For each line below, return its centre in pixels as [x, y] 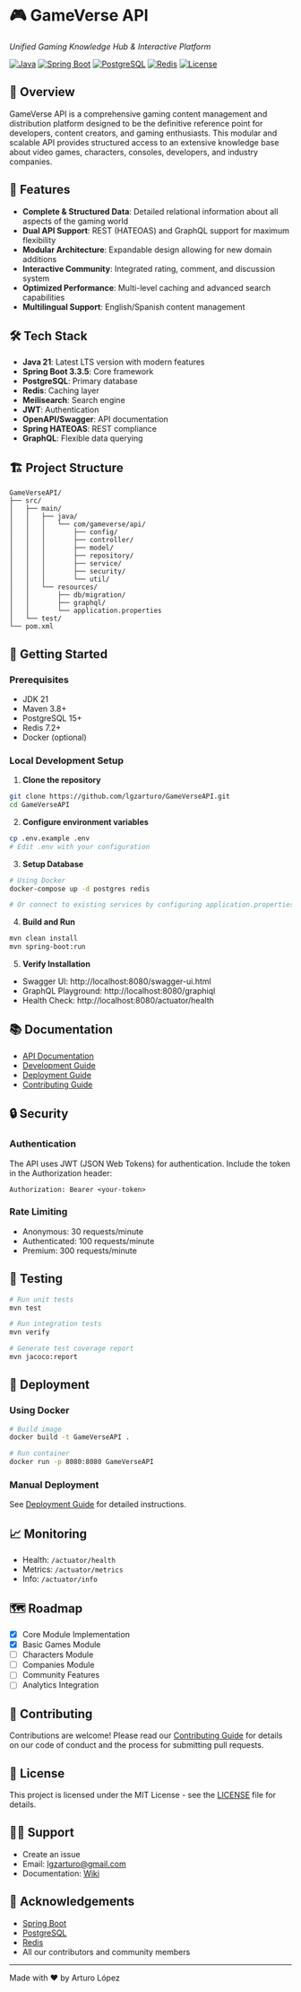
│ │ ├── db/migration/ [68, 595]
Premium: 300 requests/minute [79, 1250]
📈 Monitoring [48, 1534]
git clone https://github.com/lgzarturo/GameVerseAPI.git [120, 797]
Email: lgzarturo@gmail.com [74, 1864]
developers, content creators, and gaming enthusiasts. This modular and [143, 133]
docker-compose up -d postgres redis [80, 889]
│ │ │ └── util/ [60, 579]
